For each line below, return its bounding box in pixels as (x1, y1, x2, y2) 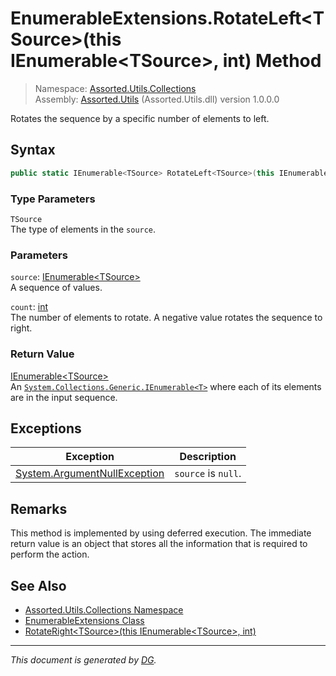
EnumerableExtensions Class (24, 614, 145, 626)
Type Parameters (10, 192, 96, 206)
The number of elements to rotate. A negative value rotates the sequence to (10, 312, 323, 324)
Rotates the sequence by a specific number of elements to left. (10, 112, 270, 124)
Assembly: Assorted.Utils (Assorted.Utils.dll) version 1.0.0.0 (34, 93, 280, 105)
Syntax (10, 142, 56, 159)
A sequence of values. (10, 282, 103, 294)
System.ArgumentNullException (15, 467, 165, 481)
